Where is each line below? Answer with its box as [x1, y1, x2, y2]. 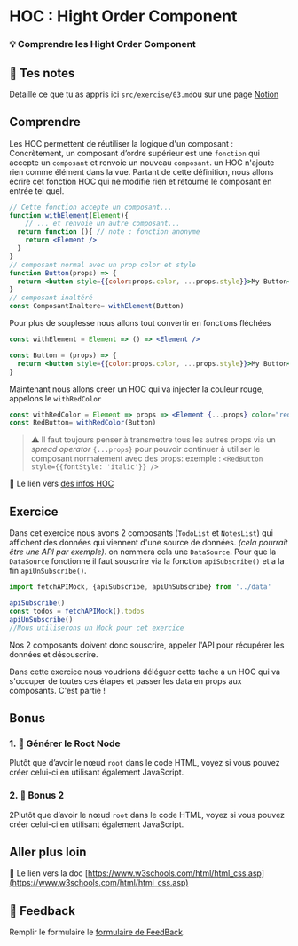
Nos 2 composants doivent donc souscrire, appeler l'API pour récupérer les [9, 640, 285, 650]
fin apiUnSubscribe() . [9, 566, 87, 576]
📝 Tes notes [9, 65, 75, 81]
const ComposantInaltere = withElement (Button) [9, 302, 184, 311]
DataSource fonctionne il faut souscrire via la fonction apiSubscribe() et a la [9, 556, 285, 567]
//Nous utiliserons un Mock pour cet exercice [9, 624, 184, 632]
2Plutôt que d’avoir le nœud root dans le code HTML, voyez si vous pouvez [9, 809, 286, 820]
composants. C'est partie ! [9, 685, 106, 696]
